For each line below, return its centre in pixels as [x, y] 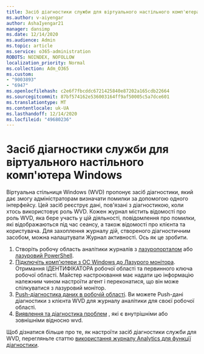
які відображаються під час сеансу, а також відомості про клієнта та [96, 224]
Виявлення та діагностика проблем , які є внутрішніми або [91, 314]
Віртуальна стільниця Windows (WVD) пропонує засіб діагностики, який [100, 192]
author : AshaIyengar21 [35, 23]
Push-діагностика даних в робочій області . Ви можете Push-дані [99, 294]
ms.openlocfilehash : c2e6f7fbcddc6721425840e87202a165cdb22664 [88, 91]
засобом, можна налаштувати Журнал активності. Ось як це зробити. [97, 237]
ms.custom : [20, 74]
